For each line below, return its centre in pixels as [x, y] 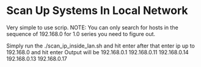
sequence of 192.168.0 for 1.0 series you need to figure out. [81, 33]
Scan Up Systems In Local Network [97, 11]
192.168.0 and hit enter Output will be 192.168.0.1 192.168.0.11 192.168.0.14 [98, 52]
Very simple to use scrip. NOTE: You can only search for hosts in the [92, 27]
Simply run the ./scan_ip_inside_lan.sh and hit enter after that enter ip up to [101, 46]
